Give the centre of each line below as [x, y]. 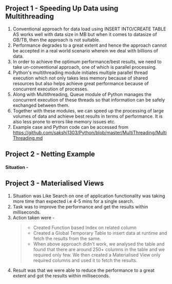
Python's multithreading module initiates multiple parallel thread [80, 72]
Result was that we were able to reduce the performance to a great [84, 270]
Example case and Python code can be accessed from [70, 127]
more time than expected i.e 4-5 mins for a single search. [73, 201]
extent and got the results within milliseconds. [61, 276]
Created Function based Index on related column [85, 228]
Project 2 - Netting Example [50, 154]
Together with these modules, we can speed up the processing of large [88, 110]
